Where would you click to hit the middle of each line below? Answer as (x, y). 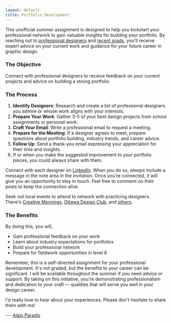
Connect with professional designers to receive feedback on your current (83, 75)
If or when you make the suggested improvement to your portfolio (82, 155)
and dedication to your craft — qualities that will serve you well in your (79, 284)
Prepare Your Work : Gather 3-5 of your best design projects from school (90, 117)
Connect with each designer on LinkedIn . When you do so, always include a (85, 170)
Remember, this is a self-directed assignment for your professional (76, 263)
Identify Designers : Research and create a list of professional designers (89, 106)
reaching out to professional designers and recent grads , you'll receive (80, 40)
